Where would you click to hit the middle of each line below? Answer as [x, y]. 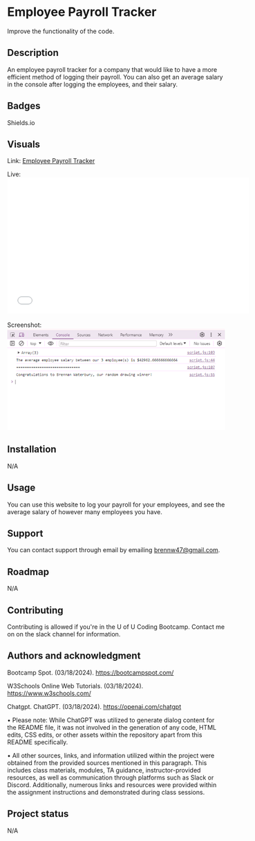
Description [33, 53]
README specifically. [38, 742]
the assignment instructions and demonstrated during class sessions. [106, 792]
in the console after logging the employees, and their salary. [93, 84]
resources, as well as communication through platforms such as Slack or [111, 777]
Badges [24, 106]
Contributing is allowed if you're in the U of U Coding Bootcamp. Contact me [116, 627]
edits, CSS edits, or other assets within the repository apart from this [105, 735]
